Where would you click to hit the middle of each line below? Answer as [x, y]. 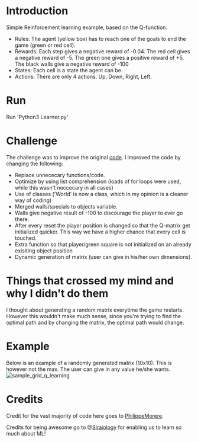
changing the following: [35, 164]
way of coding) [33, 200]
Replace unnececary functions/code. [60, 175]
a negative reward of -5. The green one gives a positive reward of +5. [99, 57]
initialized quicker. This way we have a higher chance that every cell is [100, 232]
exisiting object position [43, 251]
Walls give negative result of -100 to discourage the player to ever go [99, 213]
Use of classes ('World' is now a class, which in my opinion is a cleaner [101, 194]
